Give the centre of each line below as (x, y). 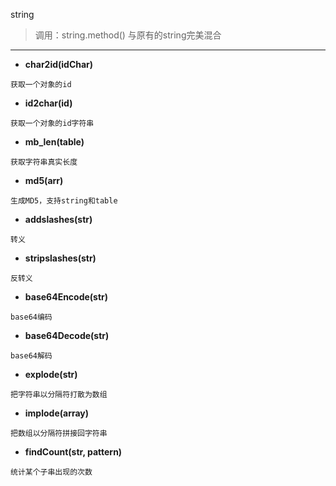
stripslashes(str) (60, 258)
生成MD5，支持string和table (64, 201)
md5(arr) (44, 180)
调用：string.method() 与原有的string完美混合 (128, 35)
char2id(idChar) (59, 64)
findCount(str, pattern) (73, 452)
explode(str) (51, 374)
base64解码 (31, 356)
